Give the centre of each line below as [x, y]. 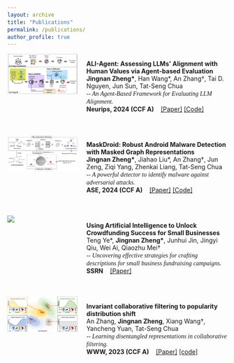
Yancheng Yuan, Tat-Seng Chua [132, 329]
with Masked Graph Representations [140, 152]
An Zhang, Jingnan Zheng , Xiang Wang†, [146, 321]
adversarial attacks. [111, 183]
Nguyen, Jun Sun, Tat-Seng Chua [134, 86]
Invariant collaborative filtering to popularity [152, 306]
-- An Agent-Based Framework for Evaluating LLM [149, 94]
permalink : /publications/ [46, 29]
